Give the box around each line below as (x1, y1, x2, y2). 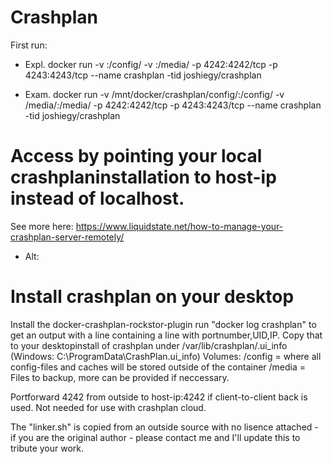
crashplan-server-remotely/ (10, 231, 125, 243)
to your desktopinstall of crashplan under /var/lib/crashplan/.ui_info (10, 339, 288, 351)
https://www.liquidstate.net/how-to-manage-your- (75, 220, 284, 232)
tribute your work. (10, 442, 85, 454)
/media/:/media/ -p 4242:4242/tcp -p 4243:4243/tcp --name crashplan (24, 99, 322, 111)
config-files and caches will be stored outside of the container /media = (10, 361, 307, 373)
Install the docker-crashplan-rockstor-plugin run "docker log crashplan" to (10, 318, 317, 330)
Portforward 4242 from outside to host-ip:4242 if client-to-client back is (10, 391, 308, 403)
